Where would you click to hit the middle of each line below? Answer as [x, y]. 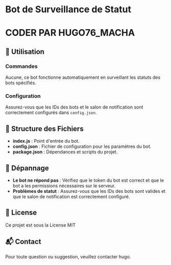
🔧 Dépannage [27, 168]
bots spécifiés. [21, 83]
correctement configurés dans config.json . [51, 113]
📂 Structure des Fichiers [44, 129]
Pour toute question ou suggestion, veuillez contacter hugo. [68, 256]
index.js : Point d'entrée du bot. [46, 141]
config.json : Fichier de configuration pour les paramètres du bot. [82, 146]
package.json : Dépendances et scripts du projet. [65, 152]
